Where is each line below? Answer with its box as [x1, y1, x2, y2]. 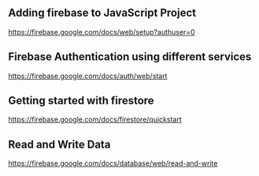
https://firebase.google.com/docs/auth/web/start [8, 71, 168, 81]
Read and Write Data [8, 137, 111, 151]
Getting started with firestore [8, 94, 155, 107]
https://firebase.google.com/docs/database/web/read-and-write [8, 159, 218, 168]
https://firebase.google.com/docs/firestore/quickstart [8, 114, 183, 125]
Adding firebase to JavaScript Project [8, 6, 197, 20]
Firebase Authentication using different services [8, 51, 252, 64]
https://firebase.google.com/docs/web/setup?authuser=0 [8, 27, 195, 36]
